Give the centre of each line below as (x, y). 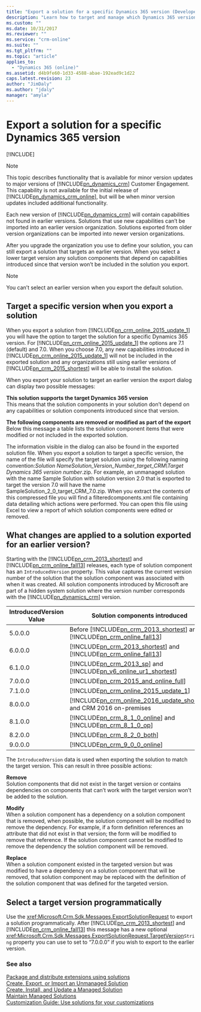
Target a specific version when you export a (90, 306)
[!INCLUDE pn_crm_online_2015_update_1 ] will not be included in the (89, 355)
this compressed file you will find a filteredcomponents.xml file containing (97, 497)
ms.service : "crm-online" (38, 40)
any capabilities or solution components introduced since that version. (93, 410)
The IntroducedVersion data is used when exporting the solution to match (97, 760)
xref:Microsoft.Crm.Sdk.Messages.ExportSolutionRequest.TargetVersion (95, 936)
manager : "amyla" (28, 95)
